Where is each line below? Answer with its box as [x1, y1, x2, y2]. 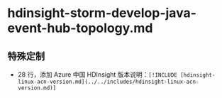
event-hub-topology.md [7, 20, 153, 36]
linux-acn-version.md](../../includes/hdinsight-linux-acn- [17, 78, 199, 85]
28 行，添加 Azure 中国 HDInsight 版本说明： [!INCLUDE [17, 70, 177, 79]
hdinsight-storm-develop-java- [7, 5, 197, 21]
